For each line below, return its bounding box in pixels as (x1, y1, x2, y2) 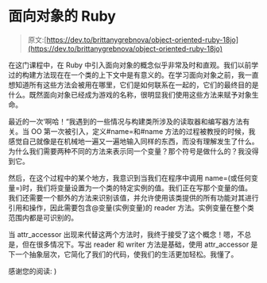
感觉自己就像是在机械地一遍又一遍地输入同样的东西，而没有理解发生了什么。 (8, 136, 259, 146)
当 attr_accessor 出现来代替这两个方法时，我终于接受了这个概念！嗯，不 (8, 229, 245, 239)
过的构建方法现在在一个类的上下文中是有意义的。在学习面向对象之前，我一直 (8, 70, 259, 79)
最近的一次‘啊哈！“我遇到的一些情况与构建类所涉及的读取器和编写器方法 (8, 117, 243, 126)
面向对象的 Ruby (8, 7, 117, 25)
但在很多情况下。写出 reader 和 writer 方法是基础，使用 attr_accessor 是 (21, 239, 258, 249)
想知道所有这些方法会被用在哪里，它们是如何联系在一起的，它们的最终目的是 (8, 80, 259, 90)
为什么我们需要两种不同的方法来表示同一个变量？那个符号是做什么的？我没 (8, 146, 252, 155)
